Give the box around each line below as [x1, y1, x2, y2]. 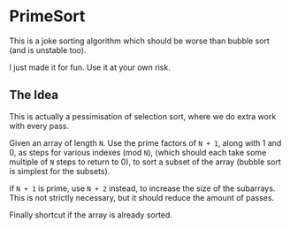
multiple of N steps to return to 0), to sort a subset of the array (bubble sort [9, 156, 281, 167]
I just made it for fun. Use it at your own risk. [9, 62, 171, 73]
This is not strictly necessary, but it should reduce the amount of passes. [9, 192, 275, 202]
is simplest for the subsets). [9, 165, 111, 176]
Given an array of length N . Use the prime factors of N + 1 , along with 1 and [9, 137, 282, 148]
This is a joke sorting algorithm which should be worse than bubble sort [9, 35, 270, 46]
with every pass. [9, 120, 69, 131]
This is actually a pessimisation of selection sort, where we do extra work [9, 111, 277, 121]
